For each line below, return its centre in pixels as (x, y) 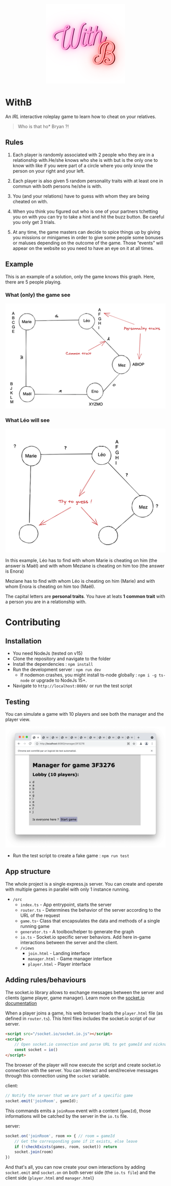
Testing (18, 702)
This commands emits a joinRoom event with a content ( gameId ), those (78, 1111)
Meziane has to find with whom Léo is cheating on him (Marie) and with (80, 581)
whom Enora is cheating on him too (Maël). (50, 586)
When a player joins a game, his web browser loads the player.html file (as (84, 1013)
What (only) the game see (38, 295)
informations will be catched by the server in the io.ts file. (67, 1116)
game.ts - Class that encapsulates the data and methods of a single (90, 921)
